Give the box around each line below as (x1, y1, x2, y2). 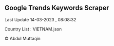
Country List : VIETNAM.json (4, 26, 62, 32)
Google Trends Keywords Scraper (4, 4, 109, 12)
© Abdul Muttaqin (4, 35, 41, 41)
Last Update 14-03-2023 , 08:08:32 (4, 16, 76, 22)
